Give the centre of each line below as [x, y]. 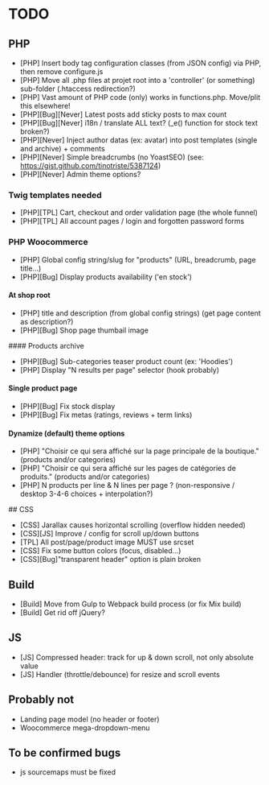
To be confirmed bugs [65, 753]
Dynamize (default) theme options [67, 433]
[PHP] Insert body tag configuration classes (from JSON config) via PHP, [141, 63]
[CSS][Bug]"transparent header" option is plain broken [110, 560]
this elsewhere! [45, 106]
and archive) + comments [63, 149]
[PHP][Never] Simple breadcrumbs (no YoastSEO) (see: [112, 157]
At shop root [29, 295]
